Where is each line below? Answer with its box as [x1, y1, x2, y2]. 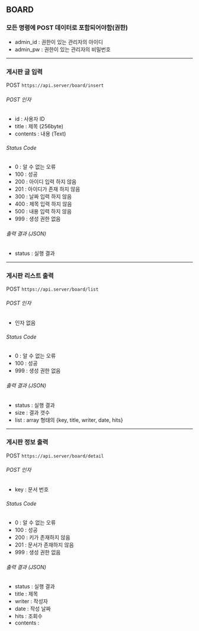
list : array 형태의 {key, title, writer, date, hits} [14, 416, 123, 424]
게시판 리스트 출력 [6, 272, 54, 280]
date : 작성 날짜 [14, 605, 52, 613]
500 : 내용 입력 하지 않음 [14, 208, 72, 215]
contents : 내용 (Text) [14, 130, 66, 137]
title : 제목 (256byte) [14, 123, 64, 130]
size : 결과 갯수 [14, 409, 50, 416]
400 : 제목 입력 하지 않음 [14, 200, 72, 207]
